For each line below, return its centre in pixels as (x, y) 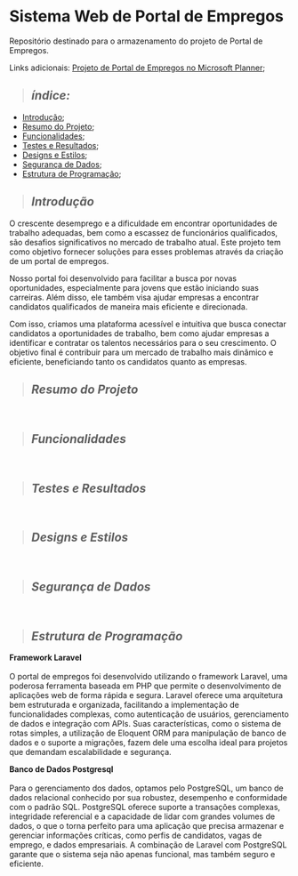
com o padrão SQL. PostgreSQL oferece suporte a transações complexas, (145, 808)
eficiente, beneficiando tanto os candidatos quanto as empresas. (128, 361)
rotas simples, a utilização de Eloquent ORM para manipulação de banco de (148, 733)
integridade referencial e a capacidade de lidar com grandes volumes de (142, 816)
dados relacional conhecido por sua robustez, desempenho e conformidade (148, 798)
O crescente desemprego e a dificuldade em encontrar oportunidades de (143, 223)
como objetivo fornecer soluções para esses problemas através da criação (146, 252)
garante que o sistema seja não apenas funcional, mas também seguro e (142, 855)
